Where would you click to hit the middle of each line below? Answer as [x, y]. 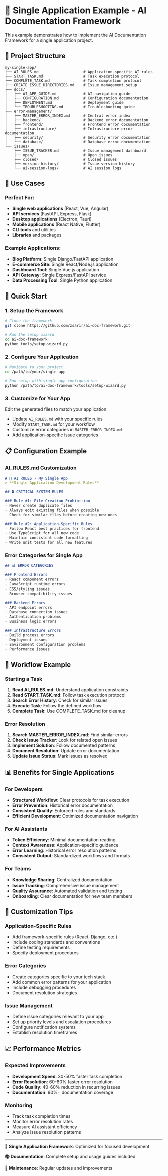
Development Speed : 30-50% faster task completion [67, 1076]
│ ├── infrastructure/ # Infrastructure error [69, 129]
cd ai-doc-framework [27, 339]
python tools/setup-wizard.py [37, 344]
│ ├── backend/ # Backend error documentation [77, 120]
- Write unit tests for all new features [49, 543]
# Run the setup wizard [30, 335]
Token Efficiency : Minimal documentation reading [64, 840]
